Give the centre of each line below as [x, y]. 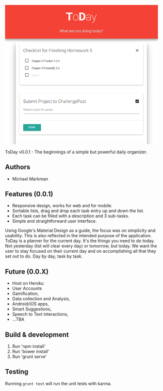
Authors [18, 167]
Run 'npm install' [29, 346]
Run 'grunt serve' [29, 357]
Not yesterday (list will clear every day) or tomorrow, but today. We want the [81, 246]
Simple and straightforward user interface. [54, 221]
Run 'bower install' [31, 352]
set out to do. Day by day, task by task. [44, 256]
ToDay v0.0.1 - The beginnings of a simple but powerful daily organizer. [76, 152]
